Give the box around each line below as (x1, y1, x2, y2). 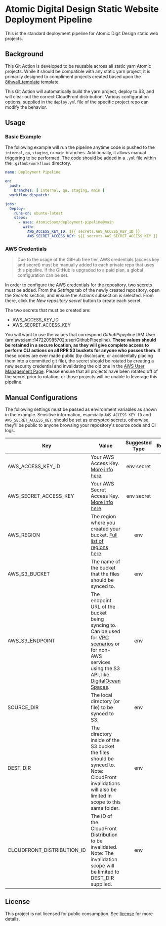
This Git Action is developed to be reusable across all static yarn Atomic (5, 63, 152, 69)
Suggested (125, 439, 152, 446)
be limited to (90, 868, 120, 875)
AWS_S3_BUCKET (7, 570, 50, 577)
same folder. (90, 804, 120, 811)
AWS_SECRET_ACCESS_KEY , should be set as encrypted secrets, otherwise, (5, 417, 150, 423)
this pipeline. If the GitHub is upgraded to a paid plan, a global (17, 267, 143, 273)
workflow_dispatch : (9, 192, 50, 197)
